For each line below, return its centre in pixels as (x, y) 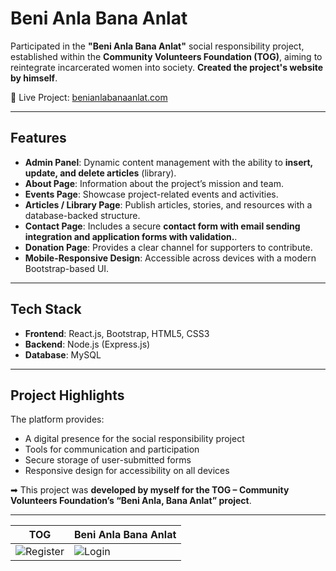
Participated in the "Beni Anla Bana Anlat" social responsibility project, (157, 46)
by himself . (34, 78)
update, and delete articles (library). (100, 173)
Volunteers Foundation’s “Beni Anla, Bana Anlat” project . (131, 501)
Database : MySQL (63, 354)
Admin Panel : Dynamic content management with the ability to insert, (168, 162)
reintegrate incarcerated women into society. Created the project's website (167, 67)
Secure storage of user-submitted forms (108, 460)
